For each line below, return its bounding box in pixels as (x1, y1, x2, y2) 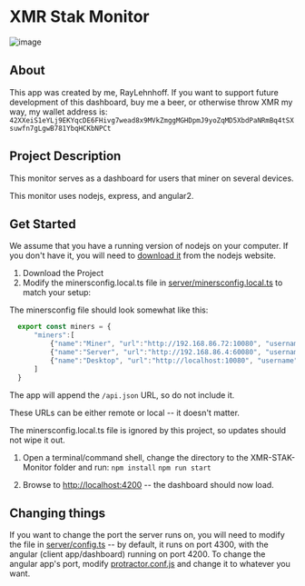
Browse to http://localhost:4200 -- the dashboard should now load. (22, 479, 274, 490)
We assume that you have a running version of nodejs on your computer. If (9, 241, 289, 252)
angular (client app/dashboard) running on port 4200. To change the (9, 549, 266, 560)
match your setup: (22, 287, 92, 298)
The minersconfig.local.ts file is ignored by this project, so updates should (9, 424, 287, 435)
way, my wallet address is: (9, 106, 108, 117)
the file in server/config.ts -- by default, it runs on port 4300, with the (9, 539, 270, 551)
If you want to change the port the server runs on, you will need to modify (9, 530, 286, 541)
